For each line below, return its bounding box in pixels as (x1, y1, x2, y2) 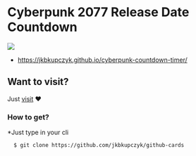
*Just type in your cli (7, 128, 69, 137)
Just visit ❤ (7, 94, 42, 103)
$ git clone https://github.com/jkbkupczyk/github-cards (13, 142, 185, 149)
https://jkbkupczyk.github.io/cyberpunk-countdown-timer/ (17, 56, 188, 64)
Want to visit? (7, 76, 69, 88)
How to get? (7, 112, 49, 122)
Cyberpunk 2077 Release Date (7, 4, 190, 20)
